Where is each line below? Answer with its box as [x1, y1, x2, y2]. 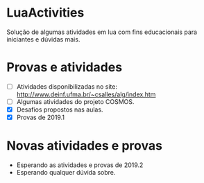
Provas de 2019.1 [16, 113, 65, 122]
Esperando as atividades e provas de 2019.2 [16, 161, 144, 169]
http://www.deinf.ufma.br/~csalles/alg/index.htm [16, 90, 156, 98]
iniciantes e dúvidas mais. [6, 35, 80, 43]
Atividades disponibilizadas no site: [16, 82, 117, 91]
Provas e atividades [6, 60, 123, 76]
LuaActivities [6, 5, 85, 21]
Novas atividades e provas [6, 138, 162, 154]
